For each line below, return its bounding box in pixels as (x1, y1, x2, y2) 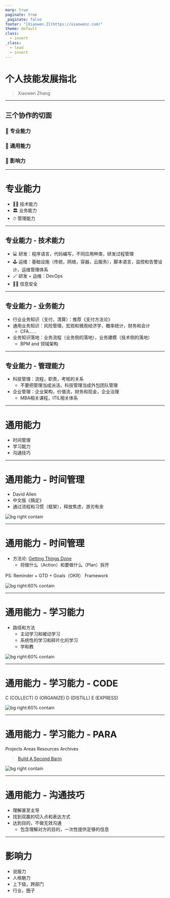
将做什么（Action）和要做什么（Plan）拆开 (20, 562, 110, 568)
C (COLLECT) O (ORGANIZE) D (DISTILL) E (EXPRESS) (5, 695, 119, 701)
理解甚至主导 (12, 807, 39, 813)
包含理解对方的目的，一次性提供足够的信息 (20, 826, 109, 832)
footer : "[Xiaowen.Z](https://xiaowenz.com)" (5, 21, 103, 27)
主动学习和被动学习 (20, 631, 61, 637)
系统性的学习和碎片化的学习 (20, 637, 78, 644)
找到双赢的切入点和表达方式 (12, 813, 71, 819)
